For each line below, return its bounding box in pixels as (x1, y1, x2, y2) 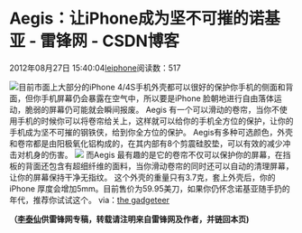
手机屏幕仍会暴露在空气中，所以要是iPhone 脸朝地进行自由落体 (40, 92, 275, 104)
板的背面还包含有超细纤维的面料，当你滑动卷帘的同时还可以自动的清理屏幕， (9, 160, 294, 172)
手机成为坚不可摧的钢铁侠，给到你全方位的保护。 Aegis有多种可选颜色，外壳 (9, 126, 294, 137)
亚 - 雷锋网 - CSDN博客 (9, 31, 180, 51)
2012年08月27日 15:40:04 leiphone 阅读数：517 (9, 62, 181, 73)
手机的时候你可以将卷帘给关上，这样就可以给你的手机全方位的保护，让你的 (16, 115, 294, 126)
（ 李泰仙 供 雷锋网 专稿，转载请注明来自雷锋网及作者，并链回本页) (9, 213, 250, 224)
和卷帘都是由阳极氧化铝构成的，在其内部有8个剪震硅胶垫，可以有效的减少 (9, 137, 283, 149)
